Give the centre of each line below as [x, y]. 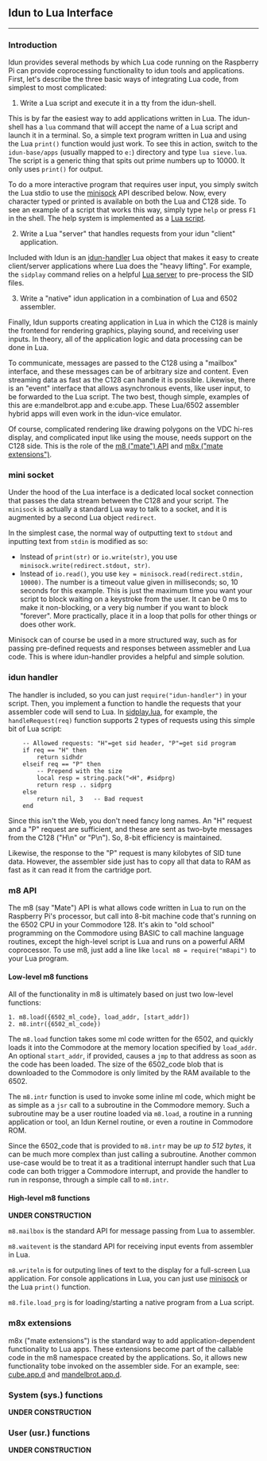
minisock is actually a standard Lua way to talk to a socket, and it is [118, 509]
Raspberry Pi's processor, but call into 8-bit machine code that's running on [132, 916]
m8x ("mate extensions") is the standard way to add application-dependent [132, 1340]
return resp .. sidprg [74, 785]
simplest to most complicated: [58, 87]
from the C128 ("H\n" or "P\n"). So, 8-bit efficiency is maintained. [115, 837]
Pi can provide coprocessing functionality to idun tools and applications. [126, 71]
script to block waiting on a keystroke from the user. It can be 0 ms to [133, 599]
